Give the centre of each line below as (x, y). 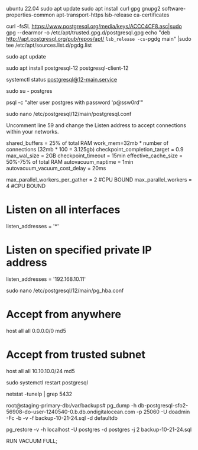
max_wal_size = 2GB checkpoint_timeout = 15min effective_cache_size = (95, 156)
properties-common (30, 15)
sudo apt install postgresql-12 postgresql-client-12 (67, 68)
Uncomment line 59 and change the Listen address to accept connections (96, 125)
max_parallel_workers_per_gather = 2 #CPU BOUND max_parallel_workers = (99, 179)
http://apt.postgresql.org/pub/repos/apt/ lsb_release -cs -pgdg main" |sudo (99, 39)
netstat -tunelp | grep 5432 (39, 394)
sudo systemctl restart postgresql (47, 382)
